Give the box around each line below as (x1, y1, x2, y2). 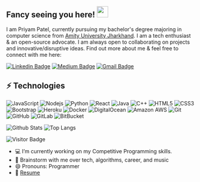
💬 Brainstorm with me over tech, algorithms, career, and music (14, 156, 169, 163)
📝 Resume (14, 169, 40, 176)
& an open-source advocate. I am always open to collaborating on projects (6, 38, 190, 45)
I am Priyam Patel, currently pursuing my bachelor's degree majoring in (6, 25, 182, 33)
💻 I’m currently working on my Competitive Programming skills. (14, 147, 172, 154)
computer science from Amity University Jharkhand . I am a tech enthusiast (6, 32, 191, 39)
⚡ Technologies (6, 81, 65, 91)
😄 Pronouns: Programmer (14, 162, 80, 169)
